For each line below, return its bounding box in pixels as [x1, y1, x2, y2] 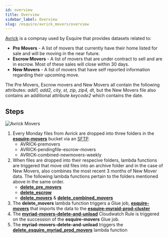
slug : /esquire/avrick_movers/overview [5, 21, 89, 27]
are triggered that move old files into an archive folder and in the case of [12, 163, 163, 169]
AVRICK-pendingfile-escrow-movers [20, 147, 96, 153]
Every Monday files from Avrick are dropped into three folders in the [12, 130, 154, 136]
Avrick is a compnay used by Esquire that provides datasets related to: [5, 35, 152, 41]
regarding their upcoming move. [12, 72, 80, 78]
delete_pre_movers [20, 184, 62, 190]
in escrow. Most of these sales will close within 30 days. [12, 61, 130, 67]
